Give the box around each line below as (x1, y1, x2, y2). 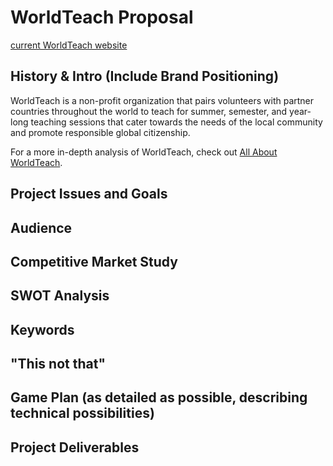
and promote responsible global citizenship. (10, 126, 191, 138)
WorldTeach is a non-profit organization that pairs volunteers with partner (10, 94, 315, 106)
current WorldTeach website (10, 39, 128, 51)
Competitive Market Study (10, 253, 178, 270)
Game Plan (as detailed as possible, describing (10, 389, 308, 406)
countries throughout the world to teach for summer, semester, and (10, 105, 288, 117)
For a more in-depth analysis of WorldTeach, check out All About (10, 146, 278, 158)
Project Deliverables (10, 439, 140, 456)
